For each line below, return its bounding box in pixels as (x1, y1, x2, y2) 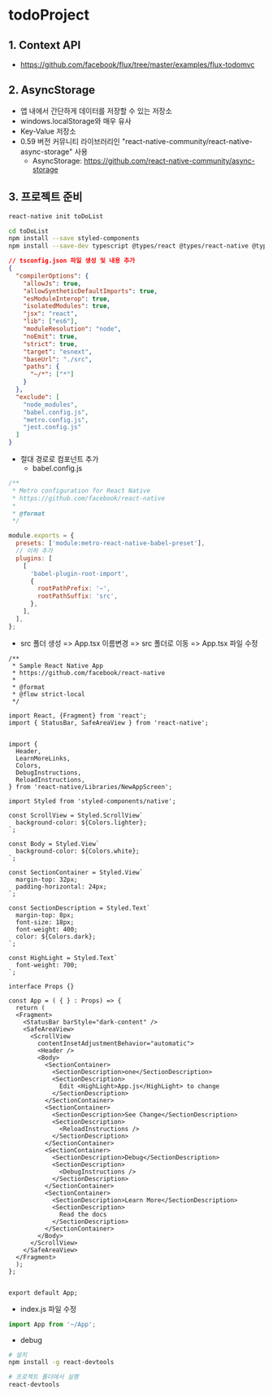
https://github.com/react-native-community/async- (84, 156, 256, 165)
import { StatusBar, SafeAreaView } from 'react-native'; (8, 718, 209, 726)
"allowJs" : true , (23, 279, 82, 287)
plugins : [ (15, 554, 53, 563)
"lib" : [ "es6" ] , (23, 318, 79, 326)
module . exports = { (8, 532, 75, 540)
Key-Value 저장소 (19, 126, 76, 136)
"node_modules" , (23, 401, 79, 409)
